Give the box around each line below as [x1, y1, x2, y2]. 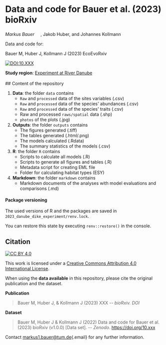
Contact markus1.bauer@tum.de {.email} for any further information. [5, 334, 145, 340]
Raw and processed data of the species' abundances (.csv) [19, 101, 139, 107]
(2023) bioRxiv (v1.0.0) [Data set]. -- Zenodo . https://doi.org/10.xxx [17, 324, 156, 330]
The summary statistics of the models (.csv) [19, 143, 111, 149]
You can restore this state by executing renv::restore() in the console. [5, 223, 152, 229]
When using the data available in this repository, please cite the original [5, 275, 153, 281]
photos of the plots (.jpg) [19, 116, 70, 123]
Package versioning [5, 197, 47, 203]
